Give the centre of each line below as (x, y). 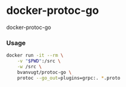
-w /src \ (30, 66)
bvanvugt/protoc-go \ (44, 72)
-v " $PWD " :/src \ (39, 61)
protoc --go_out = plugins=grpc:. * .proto (69, 78)
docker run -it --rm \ (35, 56)
